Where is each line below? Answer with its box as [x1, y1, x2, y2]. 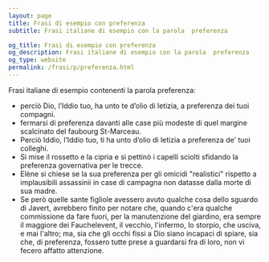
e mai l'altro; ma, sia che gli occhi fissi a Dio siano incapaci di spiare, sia [19, 228, 259, 238]
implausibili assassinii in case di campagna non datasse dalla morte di [19, 177, 251, 187]
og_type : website [8, 56, 67, 64]
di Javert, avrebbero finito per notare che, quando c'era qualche [19, 203, 233, 212]
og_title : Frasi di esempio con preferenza [8, 41, 157, 49]
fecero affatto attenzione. [19, 245, 104, 255]
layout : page [8, 11, 52, 20]
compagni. [19, 109, 56, 119]
